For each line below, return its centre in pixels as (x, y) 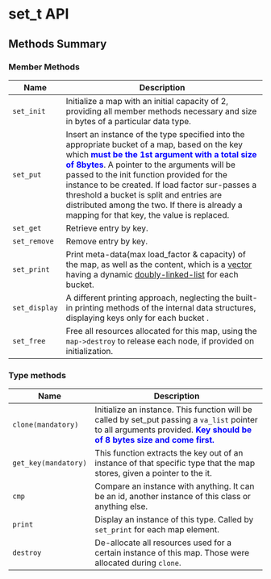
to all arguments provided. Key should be (173, 430)
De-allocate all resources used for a (163, 543)
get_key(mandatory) (50, 463)
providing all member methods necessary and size (161, 111)
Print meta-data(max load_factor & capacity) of (156, 254)
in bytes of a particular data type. (129, 121)
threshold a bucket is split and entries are (144, 194)
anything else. (121, 506)
